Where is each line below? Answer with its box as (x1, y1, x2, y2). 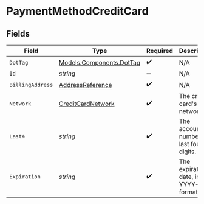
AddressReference (58, 80, 112, 89)
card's (178, 99, 197, 108)
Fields (6, 29, 30, 39)
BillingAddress (9, 81, 53, 88)
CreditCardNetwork (58, 99, 115, 108)
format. (178, 188, 200, 196)
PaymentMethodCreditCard (6, 4, 149, 18)
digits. (178, 147, 197, 156)
